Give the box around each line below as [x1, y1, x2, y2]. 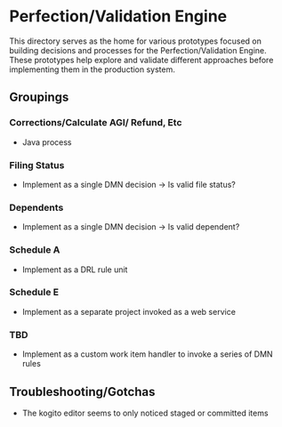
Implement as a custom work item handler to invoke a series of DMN [21, 349, 273, 359]
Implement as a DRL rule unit [21, 264, 128, 275]
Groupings [9, 90, 69, 105]
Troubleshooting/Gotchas [9, 384, 156, 399]
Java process [21, 136, 72, 148]
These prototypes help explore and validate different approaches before [9, 54, 274, 65]
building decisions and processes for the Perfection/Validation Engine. [9, 44, 267, 55]
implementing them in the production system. [9, 64, 175, 75]
